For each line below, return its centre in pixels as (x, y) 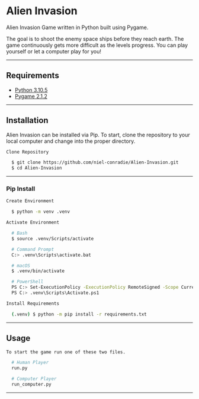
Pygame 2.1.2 (31, 96)
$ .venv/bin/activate (38, 271)
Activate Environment (33, 223)
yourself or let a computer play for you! (54, 51)
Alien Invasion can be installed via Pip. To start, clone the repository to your (98, 135)
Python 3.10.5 (31, 90)
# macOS (21, 266)
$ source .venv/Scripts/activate (53, 238)
